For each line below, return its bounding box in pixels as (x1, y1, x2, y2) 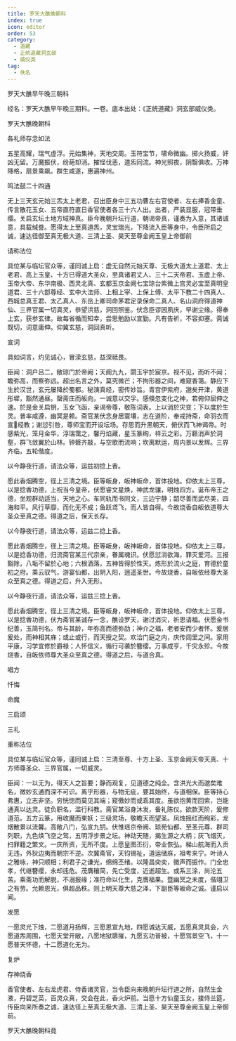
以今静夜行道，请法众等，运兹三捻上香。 (7, 591, 124, 600)
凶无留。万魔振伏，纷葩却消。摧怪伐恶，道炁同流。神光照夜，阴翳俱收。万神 (7, 157, 229, 166)
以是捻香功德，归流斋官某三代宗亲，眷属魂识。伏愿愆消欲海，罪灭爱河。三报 (7, 550, 229, 558)
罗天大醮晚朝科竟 (7, 1026, 57, 1035)
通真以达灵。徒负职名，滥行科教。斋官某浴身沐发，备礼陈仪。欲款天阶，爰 (7, 805, 223, 813)
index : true (7, 17, 42, 24)
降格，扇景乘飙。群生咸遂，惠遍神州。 (7, 166, 118, 175)
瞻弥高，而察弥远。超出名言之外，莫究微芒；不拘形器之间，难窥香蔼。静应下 (7, 377, 229, 385)
